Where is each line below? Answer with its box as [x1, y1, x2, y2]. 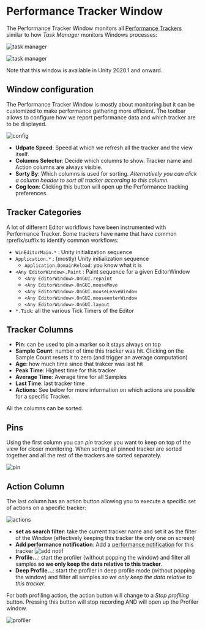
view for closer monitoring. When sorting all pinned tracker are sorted [6, 445, 182, 452]
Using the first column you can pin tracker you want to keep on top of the [6, 439, 192, 446]
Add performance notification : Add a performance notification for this [15, 541, 194, 548]
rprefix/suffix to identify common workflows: [6, 236, 119, 244]
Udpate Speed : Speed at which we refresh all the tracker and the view [15, 144, 193, 151]
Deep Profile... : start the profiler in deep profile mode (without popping [15, 567, 195, 574]
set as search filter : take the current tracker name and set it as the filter [15, 528, 197, 535]
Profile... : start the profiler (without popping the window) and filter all [15, 554, 190, 561]
